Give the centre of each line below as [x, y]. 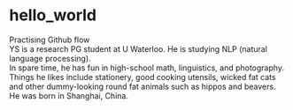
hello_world [53, 15]
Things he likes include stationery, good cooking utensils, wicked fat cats [143, 77]
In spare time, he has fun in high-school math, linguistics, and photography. [147, 68]
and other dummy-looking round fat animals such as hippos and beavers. [143, 86]
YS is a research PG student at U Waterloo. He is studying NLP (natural [139, 48]
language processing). [50, 58]
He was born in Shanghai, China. [69, 95]
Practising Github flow [50, 40]
